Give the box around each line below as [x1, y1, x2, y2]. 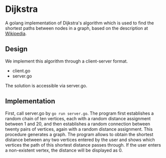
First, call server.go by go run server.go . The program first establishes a [5, 110, 154, 116]
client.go [12, 68, 31, 74]
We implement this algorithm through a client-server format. [5, 58, 128, 64]
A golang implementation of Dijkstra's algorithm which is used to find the [5, 20, 154, 26]
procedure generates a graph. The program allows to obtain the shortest [5, 131, 154, 137]
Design [5, 45, 28, 53]
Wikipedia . [5, 30, 27, 36]
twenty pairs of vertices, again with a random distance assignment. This [5, 126, 153, 132]
